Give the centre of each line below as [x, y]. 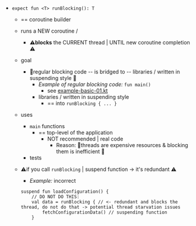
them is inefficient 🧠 [80, 151]
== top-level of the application [75, 133]
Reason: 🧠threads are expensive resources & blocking [122, 145]
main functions [47, 126]
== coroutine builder [46, 19]
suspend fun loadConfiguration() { [64, 192]
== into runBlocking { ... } [82, 103]
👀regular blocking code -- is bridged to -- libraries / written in [105, 72]
